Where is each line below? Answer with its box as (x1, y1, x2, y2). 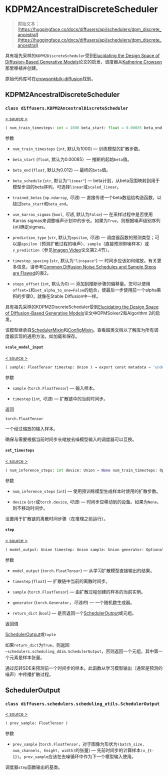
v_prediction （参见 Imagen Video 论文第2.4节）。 (12, 246, 112, 253)
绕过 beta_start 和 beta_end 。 (12, 200, 71, 206)
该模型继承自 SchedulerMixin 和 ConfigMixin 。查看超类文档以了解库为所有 (5, 326, 154, 333)
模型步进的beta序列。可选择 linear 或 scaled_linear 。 (12, 183, 121, 189)
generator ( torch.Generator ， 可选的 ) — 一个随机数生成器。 (12, 599, 135, 605)
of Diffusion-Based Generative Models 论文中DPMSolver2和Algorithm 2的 (5, 310, 156, 316)
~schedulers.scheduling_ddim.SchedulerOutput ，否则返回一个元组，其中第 (5, 648, 158, 654)
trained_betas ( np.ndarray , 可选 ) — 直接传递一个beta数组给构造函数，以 (12, 194, 161, 200)
